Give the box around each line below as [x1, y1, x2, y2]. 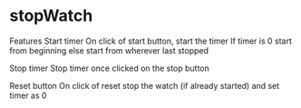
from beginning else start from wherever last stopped [9, 44, 209, 55]
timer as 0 [9, 90, 47, 101]
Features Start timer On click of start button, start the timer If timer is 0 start [9, 35, 293, 46]
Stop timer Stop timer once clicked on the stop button [9, 63, 210, 74]
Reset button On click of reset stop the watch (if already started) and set [9, 80, 280, 91]
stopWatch [9, 5, 93, 26]
